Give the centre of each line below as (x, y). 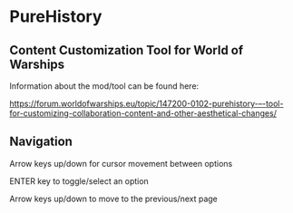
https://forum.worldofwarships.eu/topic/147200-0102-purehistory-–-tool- (146, 103)
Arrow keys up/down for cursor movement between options (121, 163)
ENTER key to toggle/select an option (79, 181)
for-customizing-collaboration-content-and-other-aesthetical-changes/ (143, 113)
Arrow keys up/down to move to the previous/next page (113, 198)
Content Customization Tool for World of (127, 50)
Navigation (41, 142)
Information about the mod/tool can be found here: (104, 86)
